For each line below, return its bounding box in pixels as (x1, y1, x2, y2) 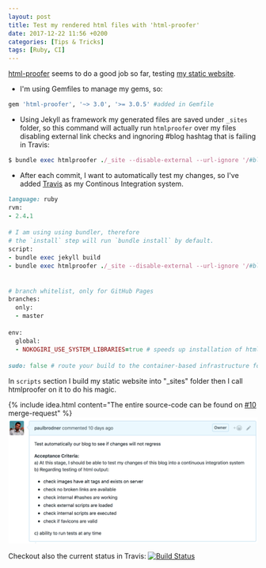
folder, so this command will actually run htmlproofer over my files (19, 123, 237, 132)
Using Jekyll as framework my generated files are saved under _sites (19, 115, 248, 124)
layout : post (8, 13, 51, 21)
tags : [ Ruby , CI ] (8, 46, 66, 55)
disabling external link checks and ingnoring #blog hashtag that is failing (19, 131, 256, 141)
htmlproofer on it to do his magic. (8, 384, 117, 395)
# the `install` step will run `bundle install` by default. (8, 237, 215, 245)
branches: (8, 295, 41, 304)
